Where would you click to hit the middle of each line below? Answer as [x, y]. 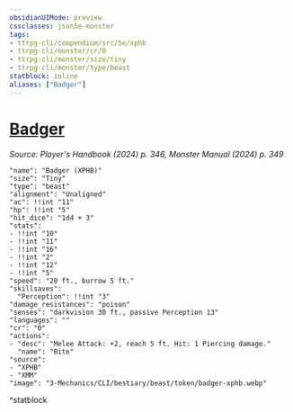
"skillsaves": [36, 289]
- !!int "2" [31, 257]
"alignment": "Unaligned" [58, 194]
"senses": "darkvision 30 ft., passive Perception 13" [114, 312]
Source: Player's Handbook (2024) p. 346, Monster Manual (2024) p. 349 [147, 154]
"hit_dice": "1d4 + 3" [52, 218]
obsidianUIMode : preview [56, 18]
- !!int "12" [34, 265]
